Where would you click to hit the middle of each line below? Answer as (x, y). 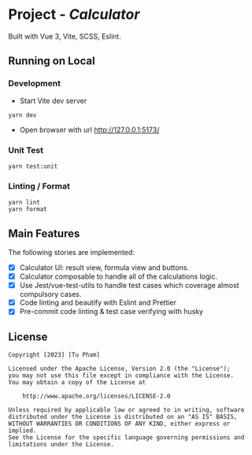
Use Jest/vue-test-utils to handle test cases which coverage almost (129, 286)
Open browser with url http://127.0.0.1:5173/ (89, 129)
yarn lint (24, 202)
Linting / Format (39, 186)
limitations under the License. (61, 445)
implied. (22, 431)
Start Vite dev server (53, 101)
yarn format (28, 209)
